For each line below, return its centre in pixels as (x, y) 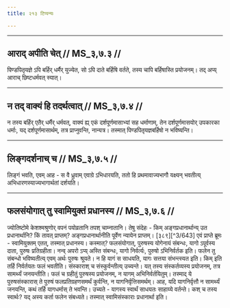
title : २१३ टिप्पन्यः (30, 13)
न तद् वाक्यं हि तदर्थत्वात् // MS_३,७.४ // (75, 106)
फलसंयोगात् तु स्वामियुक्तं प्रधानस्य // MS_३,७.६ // (91, 211)
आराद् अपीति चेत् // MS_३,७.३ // (64, 54)
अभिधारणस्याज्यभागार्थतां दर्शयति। (43, 183)
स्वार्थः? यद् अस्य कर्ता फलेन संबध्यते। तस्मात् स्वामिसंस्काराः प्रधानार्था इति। (87, 297)
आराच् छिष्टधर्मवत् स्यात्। (35, 78)
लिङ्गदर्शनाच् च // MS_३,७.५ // (62, 158)
